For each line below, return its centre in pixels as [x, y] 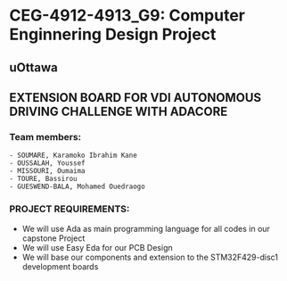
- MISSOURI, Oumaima [48, 171]
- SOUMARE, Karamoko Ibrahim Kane [74, 156]
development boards [60, 266]
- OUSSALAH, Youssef [48, 163]
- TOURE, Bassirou [43, 179]
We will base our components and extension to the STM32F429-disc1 [150, 257]
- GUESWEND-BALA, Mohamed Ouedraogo [77, 187]
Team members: [45, 136]
